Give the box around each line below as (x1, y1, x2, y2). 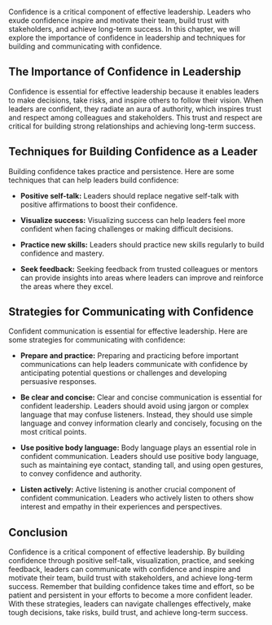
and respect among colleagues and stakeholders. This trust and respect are (8, 112, 263, 122)
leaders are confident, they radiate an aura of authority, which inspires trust (8, 103, 262, 113)
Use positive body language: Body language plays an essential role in (20, 443, 257, 452)
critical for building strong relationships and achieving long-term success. (8, 121, 257, 131)
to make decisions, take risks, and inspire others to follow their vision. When (8, 95, 264, 105)
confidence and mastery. (20, 248, 104, 258)
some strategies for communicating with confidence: (8, 335, 186, 345)
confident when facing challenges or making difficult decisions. (20, 224, 234, 234)
